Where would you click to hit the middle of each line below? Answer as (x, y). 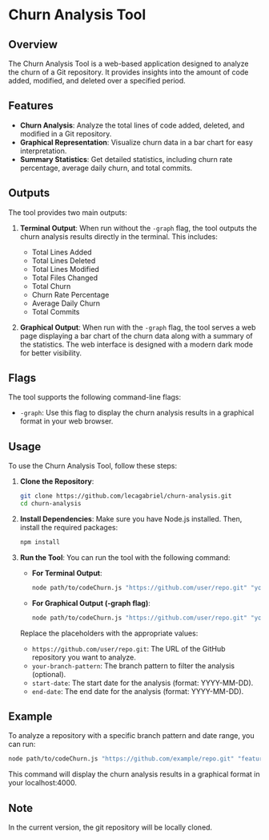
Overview (33, 45)
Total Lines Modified (66, 269)
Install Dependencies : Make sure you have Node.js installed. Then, (131, 519)
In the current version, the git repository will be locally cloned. (110, 827)
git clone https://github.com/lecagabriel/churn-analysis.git (126, 496)
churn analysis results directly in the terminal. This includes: (119, 236)
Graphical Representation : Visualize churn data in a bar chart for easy (137, 142)
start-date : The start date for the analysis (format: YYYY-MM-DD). (143, 683)
